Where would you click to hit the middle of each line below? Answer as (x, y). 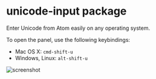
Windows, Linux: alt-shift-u (51, 58)
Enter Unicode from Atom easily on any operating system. (78, 28)
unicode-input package (67, 11)
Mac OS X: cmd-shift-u (44, 51)
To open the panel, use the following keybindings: (68, 39)
